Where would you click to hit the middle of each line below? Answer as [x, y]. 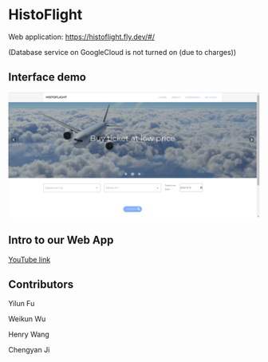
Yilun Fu [22, 304]
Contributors [41, 284]
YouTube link [30, 259]
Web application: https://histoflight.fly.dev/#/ [82, 37]
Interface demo [47, 77]
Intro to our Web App [61, 240]
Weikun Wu [27, 319]
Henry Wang [29, 334]
